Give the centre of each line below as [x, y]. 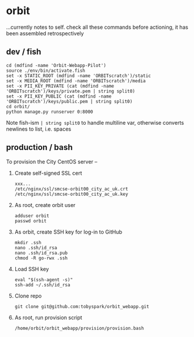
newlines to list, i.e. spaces [39, 129]
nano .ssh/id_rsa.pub [41, 253]
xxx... [23, 183]
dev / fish [24, 52]
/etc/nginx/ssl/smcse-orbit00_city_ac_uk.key [71, 194]
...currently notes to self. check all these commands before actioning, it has [97, 27]
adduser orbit [32, 216]
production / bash [39, 147]
